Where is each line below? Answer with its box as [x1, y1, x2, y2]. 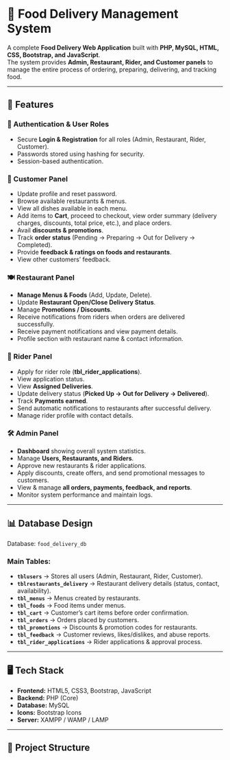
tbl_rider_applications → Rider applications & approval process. [16, 637, 203, 645]
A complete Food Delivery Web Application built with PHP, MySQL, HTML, [7, 43, 219, 51]
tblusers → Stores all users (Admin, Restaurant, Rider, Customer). [16, 572, 203, 580]
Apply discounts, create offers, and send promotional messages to [16, 468, 205, 477]
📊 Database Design [7, 518, 93, 530]
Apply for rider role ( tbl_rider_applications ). [16, 367, 142, 376]
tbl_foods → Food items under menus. [16, 601, 126, 609]
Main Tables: [7, 556, 51, 566]
